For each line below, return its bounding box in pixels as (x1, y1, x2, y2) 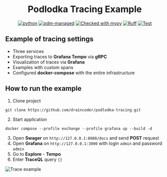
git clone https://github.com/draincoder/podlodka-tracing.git (5, 107, 141, 112)
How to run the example (5, 84, 82, 93)
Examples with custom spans (12, 64, 74, 70)
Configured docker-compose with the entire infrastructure (12, 70, 135, 76)
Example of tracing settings (5, 35, 94, 43)
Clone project (12, 97, 41, 104)
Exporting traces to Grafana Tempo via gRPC (12, 53, 107, 60)
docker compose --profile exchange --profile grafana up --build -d (5, 126, 152, 131)
